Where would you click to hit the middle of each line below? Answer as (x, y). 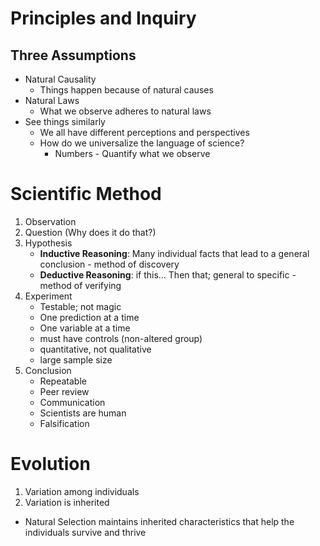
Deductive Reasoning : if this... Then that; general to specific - (168, 274)
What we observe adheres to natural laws (125, 111)
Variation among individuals (82, 491)
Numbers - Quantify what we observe (132, 153)
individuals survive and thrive (85, 532)
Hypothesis (48, 243)
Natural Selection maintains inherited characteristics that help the (159, 521)
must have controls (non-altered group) (121, 338)
